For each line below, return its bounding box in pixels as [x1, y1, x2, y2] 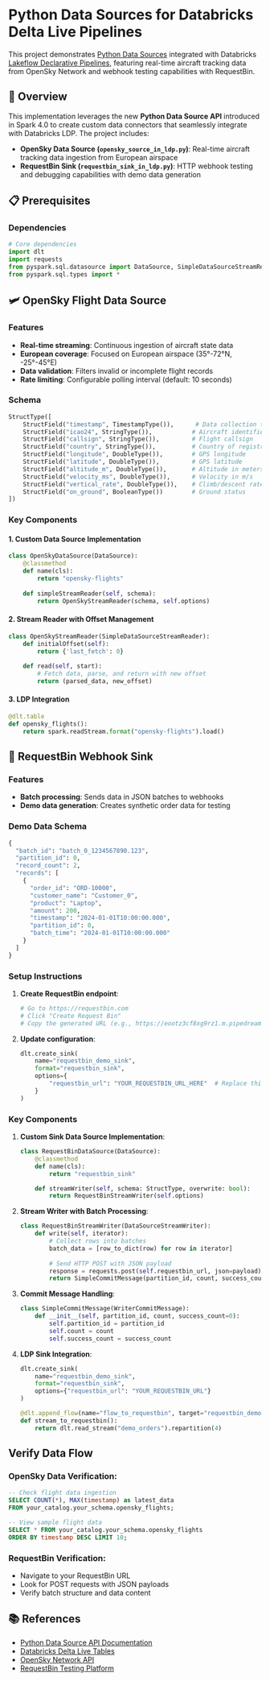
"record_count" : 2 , [15, 862, 81, 870]
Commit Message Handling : [19, 1289, 115, 1298]
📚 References [8, 1613, 81, 1626]
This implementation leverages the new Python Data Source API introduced [8, 111, 260, 121]
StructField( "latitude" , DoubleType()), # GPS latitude [22, 458, 243, 466]
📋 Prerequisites [8, 194, 91, 208]
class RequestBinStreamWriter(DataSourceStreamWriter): [19, 1222, 211, 1230]
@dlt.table [8, 713, 45, 721]
